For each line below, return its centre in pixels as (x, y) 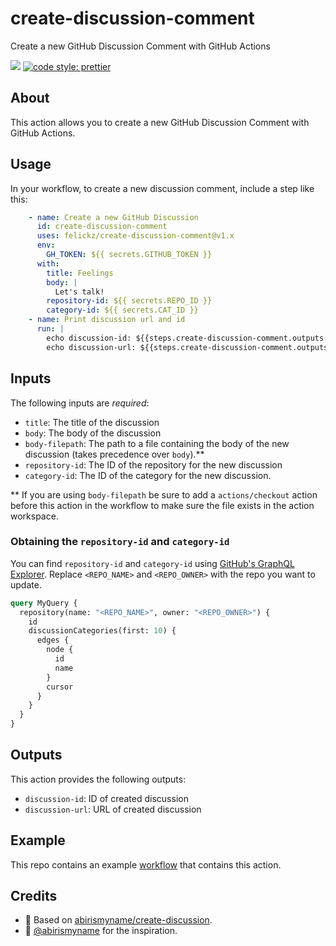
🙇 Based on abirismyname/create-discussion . (118, 920)
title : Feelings (80, 273)
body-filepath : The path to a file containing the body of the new (157, 443)
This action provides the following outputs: (98, 779)
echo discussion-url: (91, 347)
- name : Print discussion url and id (107, 320)
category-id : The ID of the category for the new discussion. (148, 475)
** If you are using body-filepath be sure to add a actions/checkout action (164, 494)
